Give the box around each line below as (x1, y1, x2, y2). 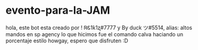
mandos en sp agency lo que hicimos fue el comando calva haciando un (5, 30, 183, 37)
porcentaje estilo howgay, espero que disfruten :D (5, 37, 129, 44)
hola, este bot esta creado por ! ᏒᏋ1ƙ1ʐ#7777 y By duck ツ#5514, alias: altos (5, 24, 193, 31)
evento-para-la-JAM (5, 4, 110, 17)
